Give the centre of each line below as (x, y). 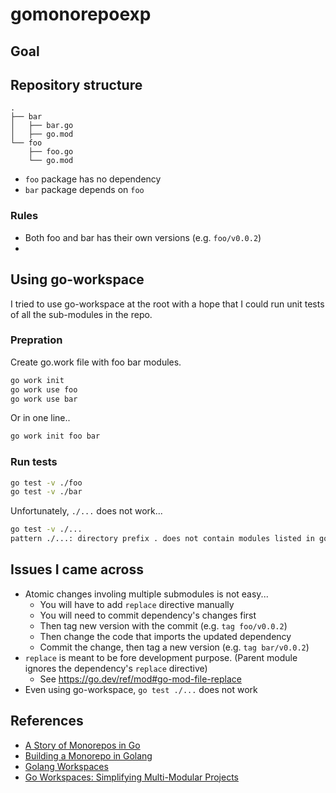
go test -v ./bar (46, 492)
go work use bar (44, 399)
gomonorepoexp (81, 14)
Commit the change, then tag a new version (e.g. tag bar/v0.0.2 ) (174, 647)
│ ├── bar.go (42, 126)
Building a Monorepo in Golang (88, 755)
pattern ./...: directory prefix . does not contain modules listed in (162, 539)
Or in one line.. (40, 418)
